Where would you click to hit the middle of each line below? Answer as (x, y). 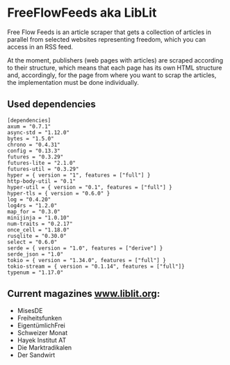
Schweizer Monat (42, 332)
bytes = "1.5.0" (31, 138)
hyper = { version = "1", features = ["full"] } (79, 175)
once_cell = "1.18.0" (39, 230)
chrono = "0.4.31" (34, 145)
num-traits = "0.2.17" (40, 224)
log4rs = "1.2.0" (32, 205)
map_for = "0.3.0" (34, 211)
